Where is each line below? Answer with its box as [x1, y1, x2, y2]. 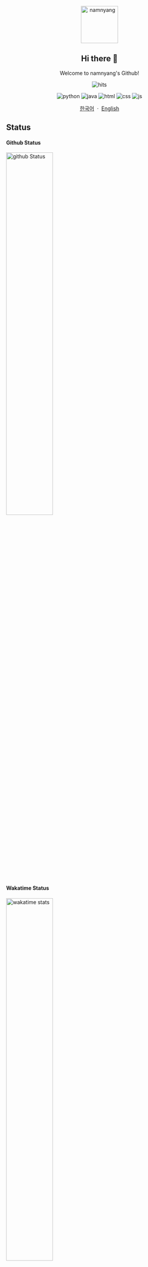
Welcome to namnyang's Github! [59, 69, 140, 77]
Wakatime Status [6, 885, 49, 892]
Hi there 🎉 [81, 54, 118, 64]
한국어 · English [79, 105, 120, 112]
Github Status [6, 139, 41, 146]
